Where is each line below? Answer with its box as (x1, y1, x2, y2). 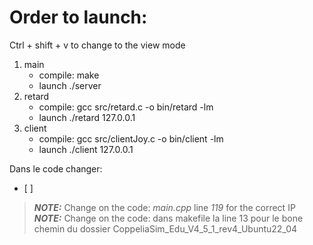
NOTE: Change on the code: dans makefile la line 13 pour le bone (33, 212, 304, 224)
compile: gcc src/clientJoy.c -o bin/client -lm (38, 132, 224, 145)
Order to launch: (9, 6, 148, 29)
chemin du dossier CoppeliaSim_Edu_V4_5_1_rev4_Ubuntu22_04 (33, 222, 298, 235)
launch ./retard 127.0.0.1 (38, 111, 136, 123)
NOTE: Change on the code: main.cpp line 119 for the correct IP (33, 201, 296, 213)
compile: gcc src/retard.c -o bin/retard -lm (38, 101, 214, 113)
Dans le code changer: (9, 162, 103, 175)
